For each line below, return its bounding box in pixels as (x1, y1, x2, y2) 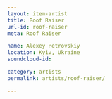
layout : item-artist (7, 10, 68, 18)
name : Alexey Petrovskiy (7, 43, 80, 50)
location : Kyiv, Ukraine (7, 49, 80, 56)
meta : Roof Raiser (7, 29, 61, 37)
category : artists (7, 68, 61, 75)
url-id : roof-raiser (7, 23, 68, 30)
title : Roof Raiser (7, 17, 65, 24)
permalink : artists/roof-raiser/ (7, 74, 106, 81)
